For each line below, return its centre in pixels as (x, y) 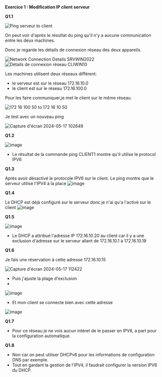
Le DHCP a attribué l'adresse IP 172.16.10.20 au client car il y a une (78, 236)
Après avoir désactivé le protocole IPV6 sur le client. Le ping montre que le (79, 178)
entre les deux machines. (30, 40)
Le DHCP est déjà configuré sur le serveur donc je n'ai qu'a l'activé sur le (78, 202)
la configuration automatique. (41, 336)
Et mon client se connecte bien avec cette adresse (62, 302)
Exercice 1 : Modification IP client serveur (47, 7)
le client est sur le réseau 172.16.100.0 (49, 88)
